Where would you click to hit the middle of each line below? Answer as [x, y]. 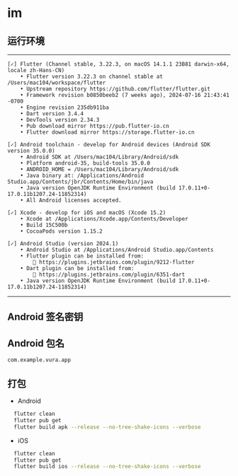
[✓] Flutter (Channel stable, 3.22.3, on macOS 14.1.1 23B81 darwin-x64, [119, 64]
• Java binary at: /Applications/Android [82, 175]
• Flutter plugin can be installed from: [82, 256]
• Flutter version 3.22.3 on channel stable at [91, 76]
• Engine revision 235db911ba [65, 108]
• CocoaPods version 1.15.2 [61, 231]
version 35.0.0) [31, 151]
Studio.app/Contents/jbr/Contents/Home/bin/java [80, 182]
